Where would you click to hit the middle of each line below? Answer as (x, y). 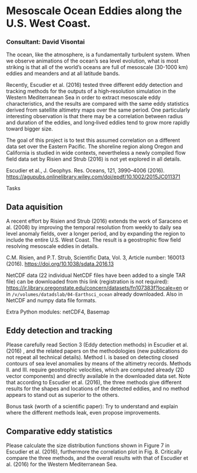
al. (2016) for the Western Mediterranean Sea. (62, 464)
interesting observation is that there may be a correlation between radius (95, 116)
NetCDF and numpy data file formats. (51, 301)
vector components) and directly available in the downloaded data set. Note (98, 376)
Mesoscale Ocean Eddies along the (94, 11)
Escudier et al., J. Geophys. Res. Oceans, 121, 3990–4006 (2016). (86, 171)
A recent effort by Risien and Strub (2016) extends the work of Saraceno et (97, 221)
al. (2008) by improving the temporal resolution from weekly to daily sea (94, 227)
